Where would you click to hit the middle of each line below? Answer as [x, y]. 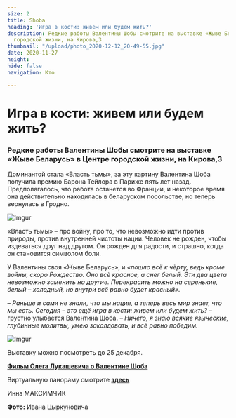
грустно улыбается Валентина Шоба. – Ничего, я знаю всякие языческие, [118, 318]
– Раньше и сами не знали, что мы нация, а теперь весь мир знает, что [115, 303]
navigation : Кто [31, 72]
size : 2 [19, 14]
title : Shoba [26, 20]
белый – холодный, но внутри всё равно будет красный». [94, 289]
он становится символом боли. [54, 253]
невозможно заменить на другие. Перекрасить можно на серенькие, [113, 282]
